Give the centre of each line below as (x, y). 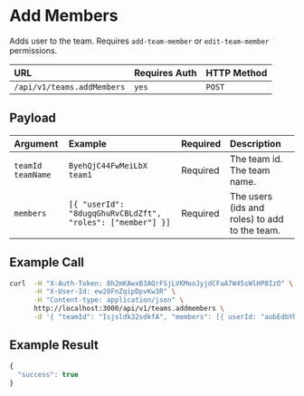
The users (251, 196)
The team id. (256, 159)
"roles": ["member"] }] (119, 222)
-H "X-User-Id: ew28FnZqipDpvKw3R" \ (104, 292)
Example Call (47, 262)
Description (256, 143)
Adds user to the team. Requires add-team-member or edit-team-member (139, 41)
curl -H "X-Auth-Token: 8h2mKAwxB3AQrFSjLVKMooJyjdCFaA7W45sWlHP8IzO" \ (152, 283)
